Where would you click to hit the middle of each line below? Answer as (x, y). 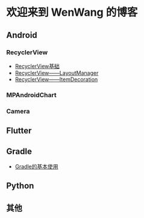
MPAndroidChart (31, 95)
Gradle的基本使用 (36, 166)
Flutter (19, 131)
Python (20, 186)
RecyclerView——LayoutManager (57, 72)
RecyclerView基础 (37, 66)
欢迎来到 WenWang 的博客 (72, 12)
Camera (18, 111)
